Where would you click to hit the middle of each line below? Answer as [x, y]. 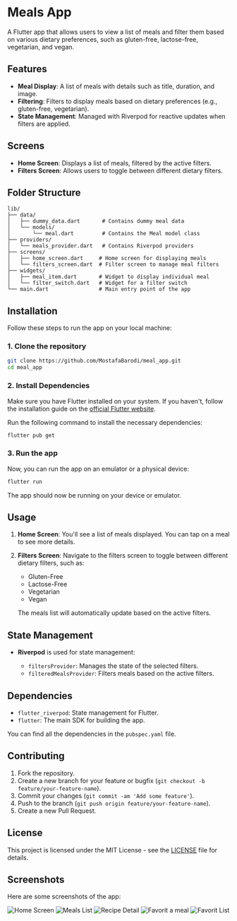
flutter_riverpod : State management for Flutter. [88, 713]
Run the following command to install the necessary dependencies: [105, 422]
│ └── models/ [31, 228]
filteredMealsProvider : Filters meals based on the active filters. [121, 674]
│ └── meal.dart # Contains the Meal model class [104, 234]
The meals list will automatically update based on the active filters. [114, 613]
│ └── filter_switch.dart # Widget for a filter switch [98, 283]
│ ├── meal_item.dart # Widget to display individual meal [109, 277]
